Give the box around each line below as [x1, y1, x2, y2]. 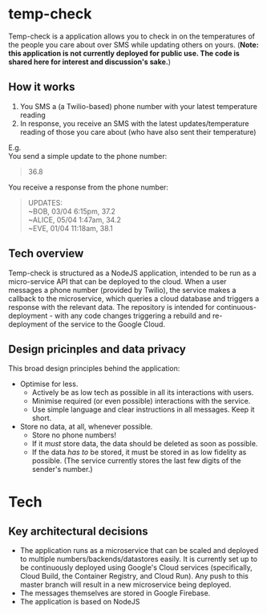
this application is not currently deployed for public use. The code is [8, 48, 241, 58]
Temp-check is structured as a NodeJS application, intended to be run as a [8, 268, 257, 278]
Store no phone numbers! [31, 430, 117, 440]
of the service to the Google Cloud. [49, 319, 166, 329]
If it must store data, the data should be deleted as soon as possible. [31, 439, 258, 449]
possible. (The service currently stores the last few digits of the [31, 456, 242, 466]
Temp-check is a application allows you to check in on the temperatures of [8, 31, 255, 41]
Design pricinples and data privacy [8, 342, 186, 356]
